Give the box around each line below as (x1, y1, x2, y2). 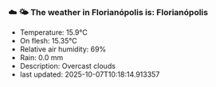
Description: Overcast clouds (19, 62, 116, 71)
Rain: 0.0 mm (19, 53, 64, 62)
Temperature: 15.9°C (19, 28, 88, 37)
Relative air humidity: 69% (19, 44, 107, 54)
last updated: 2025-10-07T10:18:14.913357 (19, 70, 160, 79)
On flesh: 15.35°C (19, 36, 77, 46)
